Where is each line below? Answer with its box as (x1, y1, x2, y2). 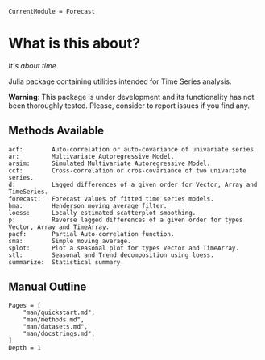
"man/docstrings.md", (23, 329, 95, 337)
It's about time (8, 60, 56, 70)
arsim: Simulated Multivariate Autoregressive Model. (8, 159, 211, 168)
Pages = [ (8, 301, 42, 309)
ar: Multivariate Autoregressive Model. (8, 152, 175, 160)
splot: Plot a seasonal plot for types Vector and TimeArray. (8, 244, 240, 252)
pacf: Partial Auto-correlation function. (8, 230, 175, 238)
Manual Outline (8, 280, 87, 294)
